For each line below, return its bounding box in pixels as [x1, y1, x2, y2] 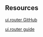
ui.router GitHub [5, 17, 38, 22]
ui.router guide [5, 26, 35, 32]
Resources [5, 4, 39, 12]
